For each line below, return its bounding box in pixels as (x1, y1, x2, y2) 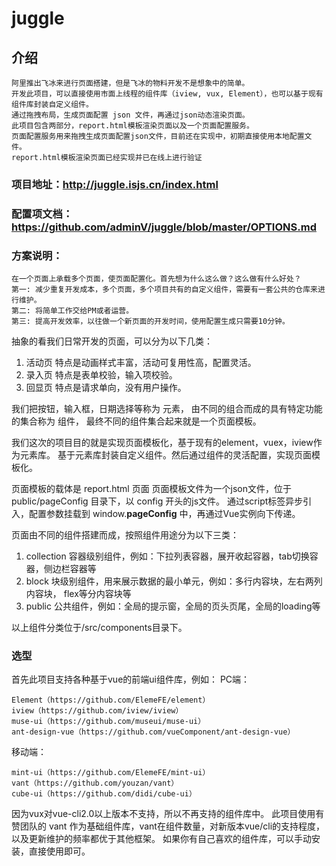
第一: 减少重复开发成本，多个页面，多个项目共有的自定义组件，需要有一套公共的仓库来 (11, 285, 318, 295)
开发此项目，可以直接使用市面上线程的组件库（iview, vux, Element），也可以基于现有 (11, 89, 324, 99)
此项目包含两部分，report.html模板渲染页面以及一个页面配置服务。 (11, 121, 254, 131)
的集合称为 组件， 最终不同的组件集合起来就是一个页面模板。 (11, 415, 262, 427)
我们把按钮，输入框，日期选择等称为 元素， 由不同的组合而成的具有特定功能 (11, 403, 323, 415)
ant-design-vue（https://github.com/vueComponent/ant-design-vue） (11, 727, 296, 737)
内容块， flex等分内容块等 (25, 588, 132, 600)
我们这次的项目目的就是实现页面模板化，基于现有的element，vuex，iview (11, 437, 314, 449)
